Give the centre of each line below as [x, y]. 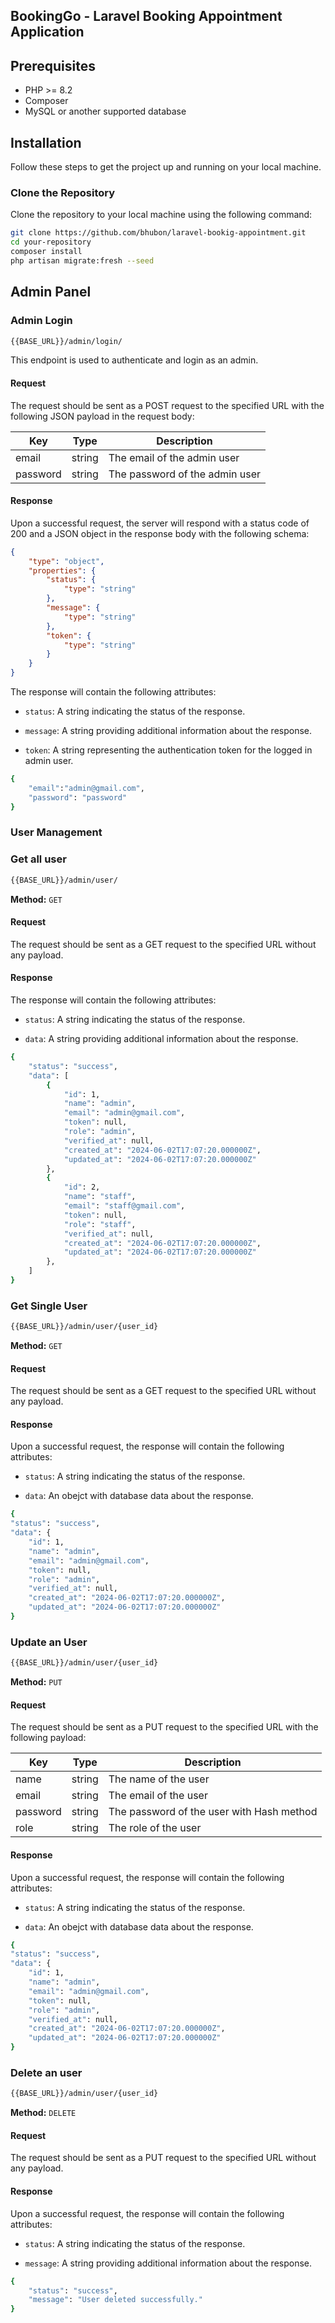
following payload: [48, 1738]
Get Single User [49, 1306]
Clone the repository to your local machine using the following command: [161, 215]
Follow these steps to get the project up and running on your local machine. [166, 167]
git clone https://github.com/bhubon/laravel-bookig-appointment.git [158, 233]
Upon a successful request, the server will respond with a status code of [160, 523]
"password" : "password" [78, 797]
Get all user [38, 859]
